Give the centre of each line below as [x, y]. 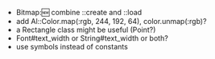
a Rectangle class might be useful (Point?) [86, 29]
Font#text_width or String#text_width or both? [92, 38]
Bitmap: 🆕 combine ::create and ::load [79, 12]
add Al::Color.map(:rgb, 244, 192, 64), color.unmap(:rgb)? [111, 21]
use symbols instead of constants [72, 47]
